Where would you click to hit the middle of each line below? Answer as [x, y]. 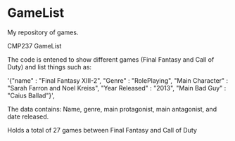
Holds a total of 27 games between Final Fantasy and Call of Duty [102, 130]
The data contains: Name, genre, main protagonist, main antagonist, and [112, 109]
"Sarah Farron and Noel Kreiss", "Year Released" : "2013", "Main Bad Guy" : [117, 88]
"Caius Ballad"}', [31, 95]
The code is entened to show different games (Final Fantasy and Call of [111, 59]
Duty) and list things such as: [50, 67]
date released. [28, 116]
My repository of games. [43, 32]
